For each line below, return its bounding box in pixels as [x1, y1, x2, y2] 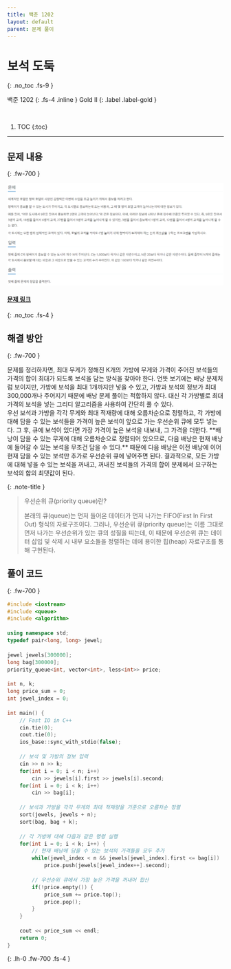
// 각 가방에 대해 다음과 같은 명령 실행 [19, 833, 118, 840]
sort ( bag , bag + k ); [19, 818, 78, 825]
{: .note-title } [7, 482, 45, 491]
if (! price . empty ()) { [32, 884, 94, 891]
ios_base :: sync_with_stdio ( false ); [19, 738, 122, 746]
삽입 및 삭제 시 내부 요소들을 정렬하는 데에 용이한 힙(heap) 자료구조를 [31, 537, 217, 545]
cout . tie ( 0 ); [19, 732, 57, 738]
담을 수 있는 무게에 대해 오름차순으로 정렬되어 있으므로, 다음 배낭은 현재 [19, 434, 211, 443]
